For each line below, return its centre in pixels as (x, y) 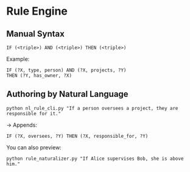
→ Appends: (22, 125)
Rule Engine (37, 11)
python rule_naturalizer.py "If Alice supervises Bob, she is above (95, 159)
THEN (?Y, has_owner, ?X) (39, 76)
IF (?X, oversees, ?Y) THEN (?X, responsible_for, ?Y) (77, 136)
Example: (18, 59)
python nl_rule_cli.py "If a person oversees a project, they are (92, 108)
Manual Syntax (36, 34)
